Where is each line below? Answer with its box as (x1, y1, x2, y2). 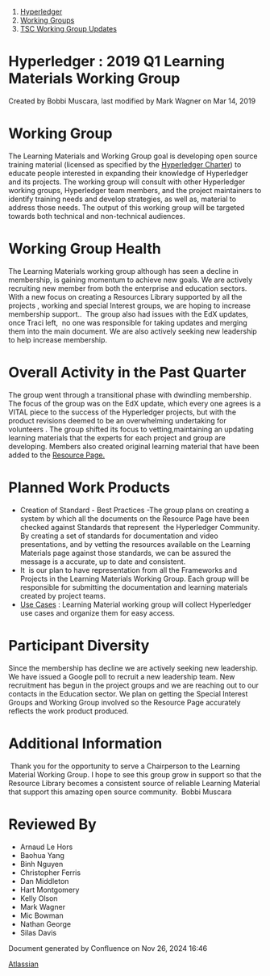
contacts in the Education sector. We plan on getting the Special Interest (8, 688, 248, 698)
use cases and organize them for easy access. (19, 608, 176, 617)
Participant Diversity (8, 636, 150, 654)
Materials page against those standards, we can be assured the (19, 548, 231, 557)
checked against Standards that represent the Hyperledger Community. (19, 522, 260, 532)
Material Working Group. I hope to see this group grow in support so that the (8, 769, 262, 779)
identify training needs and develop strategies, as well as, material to (8, 194, 236, 204)
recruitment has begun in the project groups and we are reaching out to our (8, 680, 260, 690)
